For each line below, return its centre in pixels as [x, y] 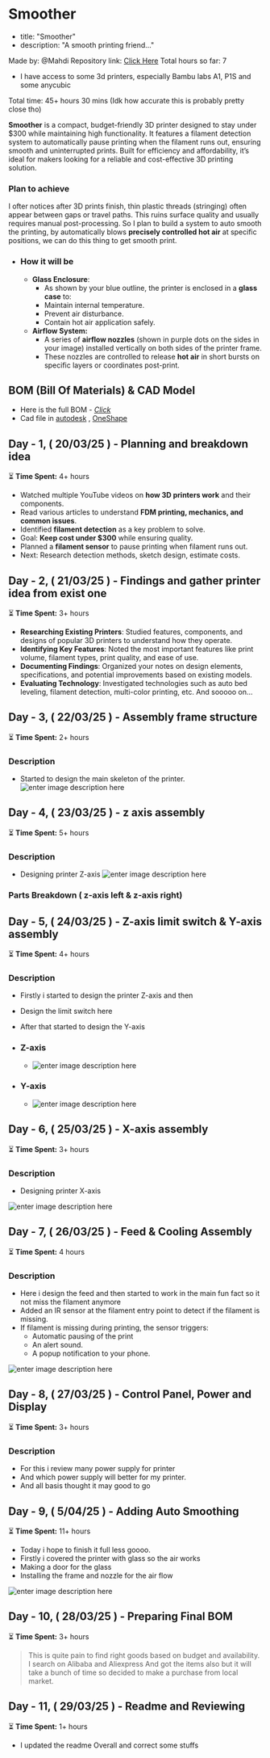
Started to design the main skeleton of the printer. [102, 779]
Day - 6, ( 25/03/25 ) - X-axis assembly [108, 1129]
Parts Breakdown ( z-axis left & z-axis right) [96, 895]
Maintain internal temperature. [94, 305]
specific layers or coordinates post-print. [112, 365]
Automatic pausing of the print [83, 1336]
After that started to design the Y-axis [82, 1027]
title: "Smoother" [48, 36]
